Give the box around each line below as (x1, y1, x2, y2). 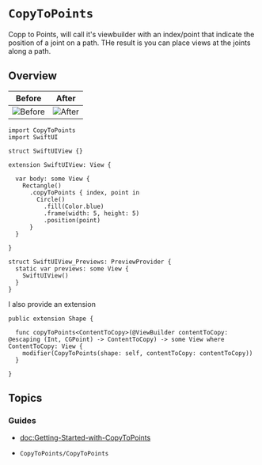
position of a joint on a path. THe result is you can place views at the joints (8, 38, 251, 47)
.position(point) (43, 216, 101, 224)
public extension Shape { (8, 315, 93, 323)
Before (15, 93, 42, 104)
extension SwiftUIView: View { (8, 161, 112, 168)
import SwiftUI (8, 133, 59, 141)
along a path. (8, 46, 51, 55)
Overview (8, 70, 58, 83)
